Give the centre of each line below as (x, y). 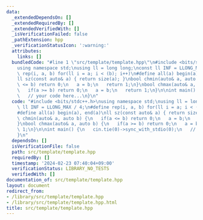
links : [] (30, 57)
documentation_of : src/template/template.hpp (64, 180)
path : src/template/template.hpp (54, 152)
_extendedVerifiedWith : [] (46, 29)
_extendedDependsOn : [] (41, 17)
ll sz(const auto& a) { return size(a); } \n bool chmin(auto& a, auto (107, 79)
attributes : (27, 51)
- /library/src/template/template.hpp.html (62, 203)
